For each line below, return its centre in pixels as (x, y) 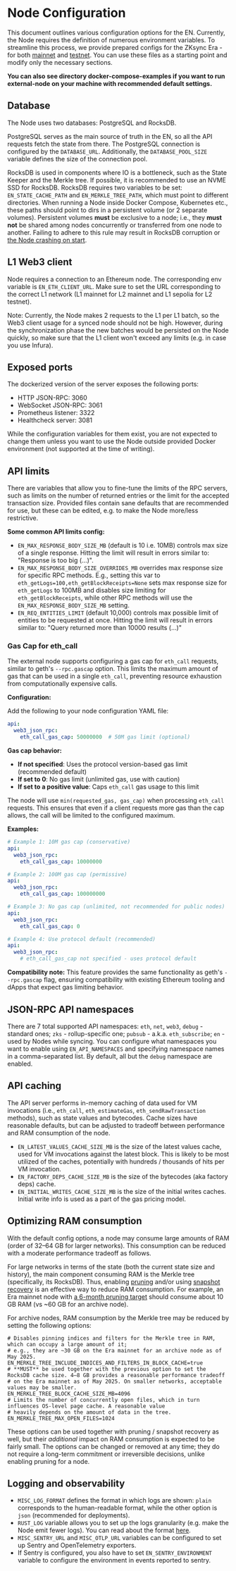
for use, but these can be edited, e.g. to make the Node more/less (103, 511)
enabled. (20, 1064)
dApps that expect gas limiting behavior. (66, 987)
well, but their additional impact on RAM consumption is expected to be (111, 1438)
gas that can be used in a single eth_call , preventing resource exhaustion (114, 676)
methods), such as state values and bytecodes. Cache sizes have (103, 1118)
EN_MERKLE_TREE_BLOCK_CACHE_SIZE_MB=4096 (69, 1393)
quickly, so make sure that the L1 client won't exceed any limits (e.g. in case (117, 338)
